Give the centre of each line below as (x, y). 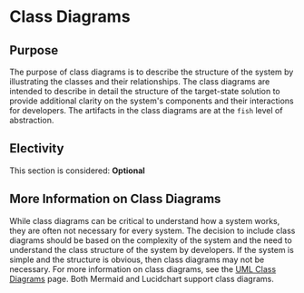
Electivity (37, 148)
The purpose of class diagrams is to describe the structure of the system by (152, 72)
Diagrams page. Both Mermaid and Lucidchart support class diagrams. (142, 278)
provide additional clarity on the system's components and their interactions (152, 101)
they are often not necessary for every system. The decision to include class (152, 230)
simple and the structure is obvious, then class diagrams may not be (137, 259)
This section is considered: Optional (77, 171)
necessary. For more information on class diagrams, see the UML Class (143, 269)
